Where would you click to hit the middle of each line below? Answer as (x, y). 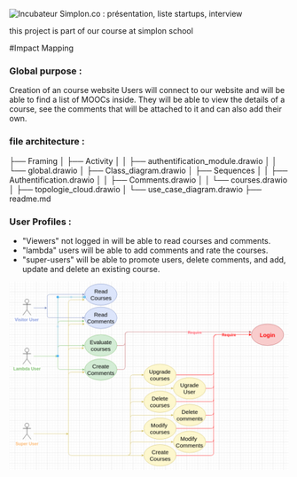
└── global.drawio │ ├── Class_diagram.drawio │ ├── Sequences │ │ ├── (148, 170)
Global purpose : (46, 71)
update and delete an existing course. (91, 269)
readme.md (30, 199)
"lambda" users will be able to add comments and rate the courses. (145, 250)
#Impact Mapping (41, 48)
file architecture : (47, 142)
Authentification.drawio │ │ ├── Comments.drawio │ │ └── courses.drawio (148, 180)
